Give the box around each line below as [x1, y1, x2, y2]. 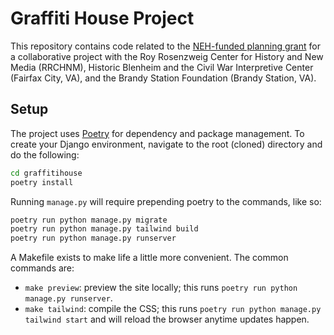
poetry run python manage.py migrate [10, 215, 168, 225]
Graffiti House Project [10, 7, 195, 30]
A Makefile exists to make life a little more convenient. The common [10, 252, 289, 264]
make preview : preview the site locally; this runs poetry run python [24, 282, 298, 294]
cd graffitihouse [10, 168, 83, 178]
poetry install [10, 177, 74, 187]
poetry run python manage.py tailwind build [10, 224, 199, 234]
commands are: [10, 262, 75, 274]
